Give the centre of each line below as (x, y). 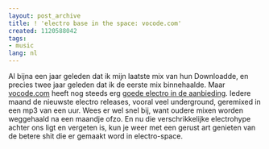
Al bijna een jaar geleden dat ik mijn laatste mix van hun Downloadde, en (128, 76)
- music (21, 46)
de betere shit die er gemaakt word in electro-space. (96, 136)
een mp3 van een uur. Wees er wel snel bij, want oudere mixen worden (126, 110)
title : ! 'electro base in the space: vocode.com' (95, 23)
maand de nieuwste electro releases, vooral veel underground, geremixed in (135, 102)
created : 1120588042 (43, 31)
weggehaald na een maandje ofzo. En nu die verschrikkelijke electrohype (130, 119)
